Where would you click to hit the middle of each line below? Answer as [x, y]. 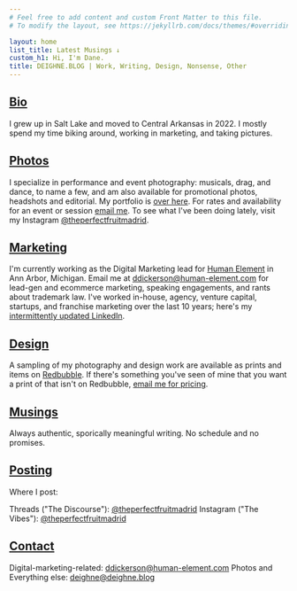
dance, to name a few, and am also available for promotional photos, [133, 191]
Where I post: [34, 492]
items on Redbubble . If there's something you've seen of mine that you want [148, 375]
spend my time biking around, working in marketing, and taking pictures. [141, 133]
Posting [31, 470]
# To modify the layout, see [63, 26]
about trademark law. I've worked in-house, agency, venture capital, [133, 297]
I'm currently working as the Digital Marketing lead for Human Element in [141, 269]
